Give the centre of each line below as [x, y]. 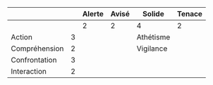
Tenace [190, 14]
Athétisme [153, 37]
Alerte [93, 14]
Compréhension [37, 48]
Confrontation [34, 60]
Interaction [29, 71]
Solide [153, 14]
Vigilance [152, 48]
